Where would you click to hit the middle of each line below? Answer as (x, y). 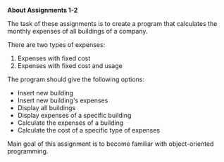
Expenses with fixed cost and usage (70, 66)
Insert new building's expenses (63, 100)
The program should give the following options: (76, 79)
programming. (28, 151)
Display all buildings (46, 108)
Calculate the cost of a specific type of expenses (89, 130)
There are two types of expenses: (56, 45)
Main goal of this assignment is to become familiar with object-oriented (111, 144)
